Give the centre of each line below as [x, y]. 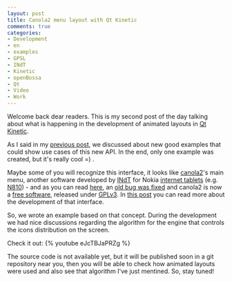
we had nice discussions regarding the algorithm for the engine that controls [116, 222]
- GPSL [17, 59]
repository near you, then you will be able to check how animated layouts [111, 264]
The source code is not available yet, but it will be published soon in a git [110, 256]
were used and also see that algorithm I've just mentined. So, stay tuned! [111, 271]
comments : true [29, 26]
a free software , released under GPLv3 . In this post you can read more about [116, 194]
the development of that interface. [56, 202]
